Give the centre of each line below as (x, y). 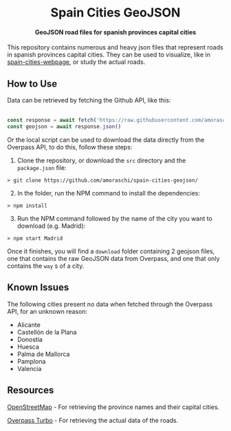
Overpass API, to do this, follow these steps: (70, 147)
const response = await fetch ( (52, 120)
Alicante (29, 324)
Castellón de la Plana (47, 332)
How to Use (32, 84)
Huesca (28, 346)
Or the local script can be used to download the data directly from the (106, 140)
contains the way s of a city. (46, 266)
